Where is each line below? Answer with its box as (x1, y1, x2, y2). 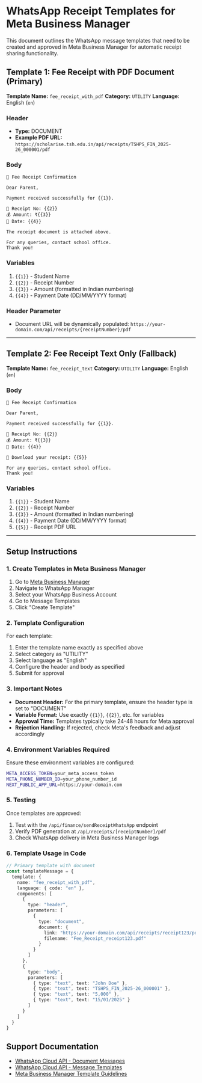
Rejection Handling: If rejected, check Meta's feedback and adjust (14, 723, 181, 731)
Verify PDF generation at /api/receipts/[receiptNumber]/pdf (14, 827, 167, 835)
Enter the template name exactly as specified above (14, 644, 144, 651)
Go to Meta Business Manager (14, 578, 90, 586)
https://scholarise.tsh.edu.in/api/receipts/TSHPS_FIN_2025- (14, 141, 172, 148)
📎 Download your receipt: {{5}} (6, 455, 87, 461)
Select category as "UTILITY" (14, 651, 88, 658)
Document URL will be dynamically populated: (14, 320, 129, 327)
